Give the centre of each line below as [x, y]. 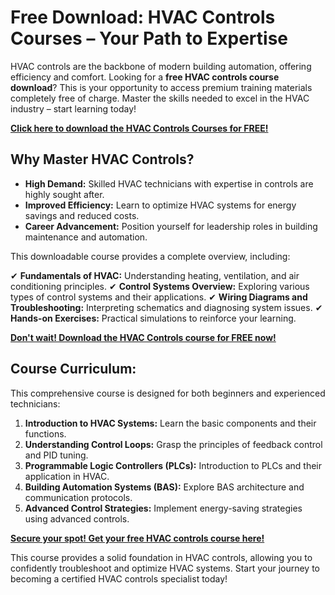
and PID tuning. [56, 455]
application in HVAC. [67, 476]
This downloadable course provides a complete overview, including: [150, 256]
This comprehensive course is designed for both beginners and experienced [168, 393]
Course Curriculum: [73, 369]
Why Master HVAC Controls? [102, 159]
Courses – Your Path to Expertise [149, 38]
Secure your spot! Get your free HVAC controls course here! [137, 538]
